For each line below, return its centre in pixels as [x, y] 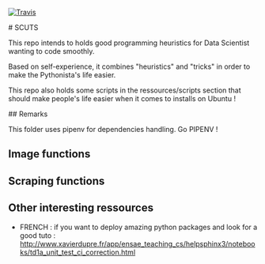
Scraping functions [57, 181]
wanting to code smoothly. [51, 51]
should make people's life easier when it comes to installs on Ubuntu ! [122, 98]
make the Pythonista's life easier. [62, 75]
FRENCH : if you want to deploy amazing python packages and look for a [138, 227]
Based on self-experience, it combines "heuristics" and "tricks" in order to [129, 66]
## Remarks [28, 114]
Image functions [49, 154]
